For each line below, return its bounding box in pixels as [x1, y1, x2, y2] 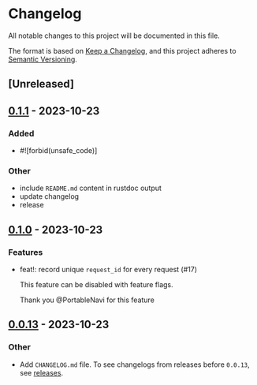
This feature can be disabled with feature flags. [19, 280, 173, 289]
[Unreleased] [8, 77, 75, 91]
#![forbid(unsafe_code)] [19, 146, 98, 155]
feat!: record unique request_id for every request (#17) [19, 265, 198, 274]
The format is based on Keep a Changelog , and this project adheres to [8, 46, 237, 55]
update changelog [19, 192, 80, 201]
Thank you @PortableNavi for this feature [19, 295, 155, 305]
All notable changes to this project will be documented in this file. [8, 31, 221, 40]
